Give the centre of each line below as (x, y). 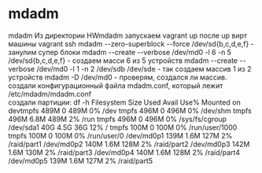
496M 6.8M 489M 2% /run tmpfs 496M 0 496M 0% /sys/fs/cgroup (117, 119)
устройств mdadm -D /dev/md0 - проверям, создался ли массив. (118, 77)
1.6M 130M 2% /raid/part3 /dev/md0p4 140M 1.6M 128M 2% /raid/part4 (124, 152)
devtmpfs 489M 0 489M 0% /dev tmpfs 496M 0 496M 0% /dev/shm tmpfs (130, 110)
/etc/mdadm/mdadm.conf (50, 94)
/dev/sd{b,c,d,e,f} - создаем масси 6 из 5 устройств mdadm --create (123, 61)
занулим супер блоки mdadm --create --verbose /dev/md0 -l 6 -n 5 (120, 52)
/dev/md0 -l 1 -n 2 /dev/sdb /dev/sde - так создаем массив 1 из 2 (144, 68)
